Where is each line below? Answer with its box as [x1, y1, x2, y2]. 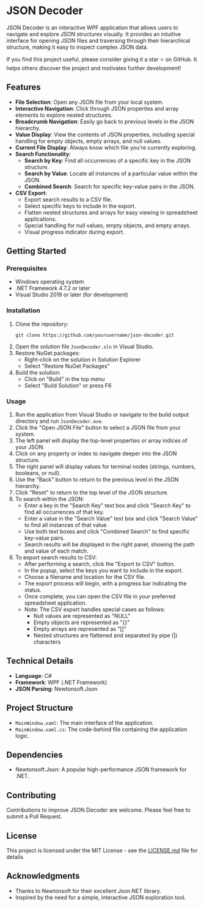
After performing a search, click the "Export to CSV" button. [24, 560, 175, 568]
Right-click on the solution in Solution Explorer [24, 356, 141, 363]
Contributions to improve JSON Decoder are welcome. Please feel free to [6, 806, 191, 813]
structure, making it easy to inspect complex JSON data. [6, 43, 148, 51]
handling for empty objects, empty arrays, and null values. [15, 137, 162, 144]
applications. [24, 215, 57, 222]
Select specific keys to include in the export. [24, 202, 136, 210]
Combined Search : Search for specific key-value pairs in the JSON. [24, 183, 195, 190]
